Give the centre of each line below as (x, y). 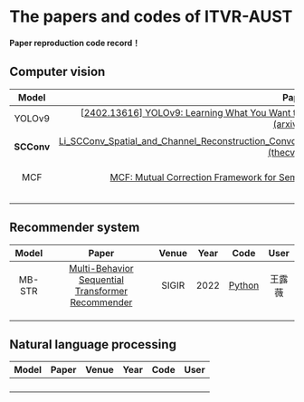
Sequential (101, 280)
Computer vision (57, 72)
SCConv (32, 147)
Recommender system (75, 228)
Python (244, 285)
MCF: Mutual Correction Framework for (193, 177)
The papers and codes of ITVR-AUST (151, 17)
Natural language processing (93, 345)
